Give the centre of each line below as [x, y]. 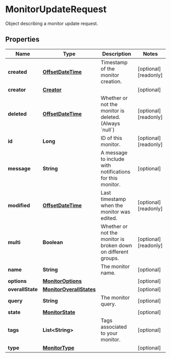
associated [114, 326]
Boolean [53, 242]
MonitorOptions [62, 281]
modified [19, 205]
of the [108, 69]
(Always [110, 123]
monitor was [116, 212]
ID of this [111, 138]
